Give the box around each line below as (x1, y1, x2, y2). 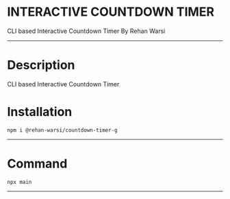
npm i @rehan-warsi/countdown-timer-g (7, 126, 118, 134)
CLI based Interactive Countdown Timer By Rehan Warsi (7, 27, 166, 35)
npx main (7, 178, 32, 185)
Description (7, 58, 75, 73)
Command (7, 156, 68, 172)
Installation (7, 104, 73, 120)
